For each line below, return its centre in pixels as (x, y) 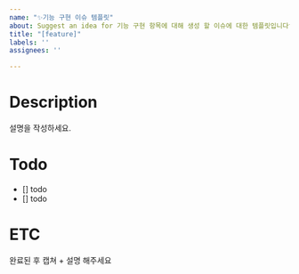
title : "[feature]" (45, 34)
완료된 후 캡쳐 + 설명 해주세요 (61, 260)
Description (53, 102)
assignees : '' (36, 51)
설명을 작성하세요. (40, 128)
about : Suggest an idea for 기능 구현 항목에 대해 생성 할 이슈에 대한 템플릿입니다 (149, 26)
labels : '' (29, 42)
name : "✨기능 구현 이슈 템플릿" (61, 17)
